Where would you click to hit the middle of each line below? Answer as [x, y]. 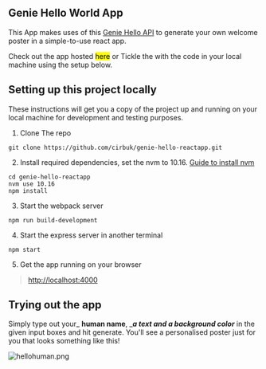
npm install [28, 190]
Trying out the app [55, 305]
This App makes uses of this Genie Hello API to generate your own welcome [133, 32]
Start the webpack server [61, 206]
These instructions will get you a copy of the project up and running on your [133, 109]
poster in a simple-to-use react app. [67, 41]
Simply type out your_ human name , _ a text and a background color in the [131, 324]
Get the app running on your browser [80, 264]
